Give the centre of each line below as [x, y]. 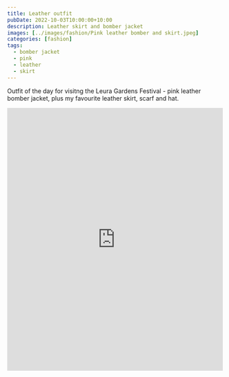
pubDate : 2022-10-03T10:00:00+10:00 [60, 20]
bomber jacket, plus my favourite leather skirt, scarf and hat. [93, 98]
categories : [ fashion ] [40, 39]
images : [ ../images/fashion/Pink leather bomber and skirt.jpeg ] [103, 33]
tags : [15, 45]
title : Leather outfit [40, 13]
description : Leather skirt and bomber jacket [75, 26]
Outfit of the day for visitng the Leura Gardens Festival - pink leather [104, 91]
